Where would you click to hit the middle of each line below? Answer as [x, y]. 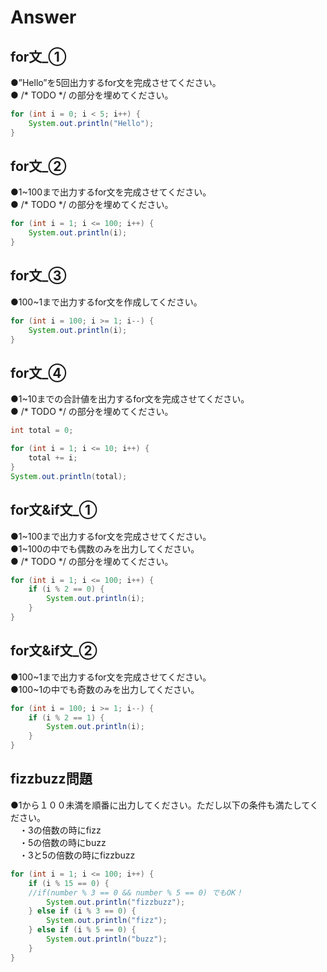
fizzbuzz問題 [51, 779]
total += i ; [53, 458]
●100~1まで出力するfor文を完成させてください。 [111, 677]
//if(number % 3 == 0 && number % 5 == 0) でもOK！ [136, 892]
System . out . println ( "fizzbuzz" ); [116, 902]
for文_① [38, 56]
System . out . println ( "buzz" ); [107, 939]
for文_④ [38, 372]
